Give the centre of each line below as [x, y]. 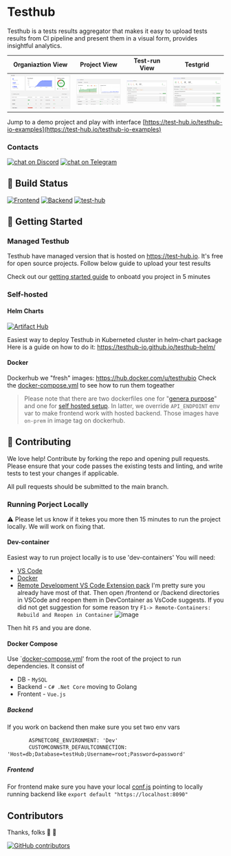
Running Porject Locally [48, 504]
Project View [99, 64]
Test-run [147, 61]
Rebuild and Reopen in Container [65, 616]
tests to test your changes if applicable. [63, 473]
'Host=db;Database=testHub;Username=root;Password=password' [97, 754]
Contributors [35, 816]
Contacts [23, 147]
